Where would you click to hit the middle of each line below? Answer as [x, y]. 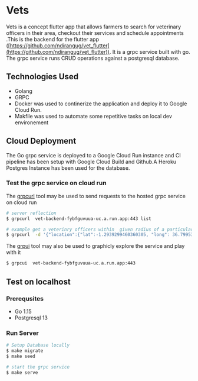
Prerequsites [25, 298]
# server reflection [32, 213]
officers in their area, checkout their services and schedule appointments [95, 33]
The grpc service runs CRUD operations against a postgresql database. [93, 58]
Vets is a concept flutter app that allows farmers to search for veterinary [94, 27]
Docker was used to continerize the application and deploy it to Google [101, 104]
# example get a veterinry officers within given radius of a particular [100, 229]
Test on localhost [38, 282]
